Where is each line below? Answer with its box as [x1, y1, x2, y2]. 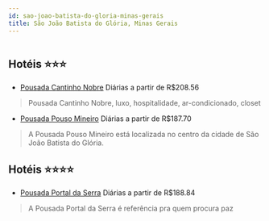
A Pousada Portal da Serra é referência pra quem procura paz [27, 203, 234, 214]
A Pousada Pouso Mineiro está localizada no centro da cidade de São [27, 130, 259, 140]
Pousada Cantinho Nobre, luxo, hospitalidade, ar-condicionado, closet [27, 98, 262, 108]
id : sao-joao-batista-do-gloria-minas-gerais [8, 11, 163, 20]
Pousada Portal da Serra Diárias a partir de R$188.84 [19, 188, 196, 198]
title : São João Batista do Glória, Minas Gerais [8, 19, 179, 27]
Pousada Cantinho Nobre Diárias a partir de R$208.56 [19, 82, 200, 93]
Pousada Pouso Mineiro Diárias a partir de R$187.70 [19, 114, 192, 123]
